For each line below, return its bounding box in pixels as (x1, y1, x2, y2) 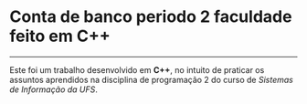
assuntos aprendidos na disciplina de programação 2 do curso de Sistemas (9, 74, 294, 85)
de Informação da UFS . (9, 84, 99, 95)
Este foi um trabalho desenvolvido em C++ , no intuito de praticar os (9, 64, 265, 75)
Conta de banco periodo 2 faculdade (9, 6, 292, 27)
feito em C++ (9, 26, 111, 47)
